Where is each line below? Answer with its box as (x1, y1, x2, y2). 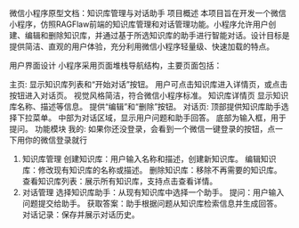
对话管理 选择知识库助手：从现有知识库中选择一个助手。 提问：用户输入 (21, 187, 285, 198)
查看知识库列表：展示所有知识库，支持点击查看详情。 (21, 176, 218, 186)
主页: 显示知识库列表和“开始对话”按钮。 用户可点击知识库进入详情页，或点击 (9, 79, 288, 89)
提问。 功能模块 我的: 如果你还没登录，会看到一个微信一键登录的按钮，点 (9, 124, 276, 134)
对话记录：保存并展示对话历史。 (21, 209, 140, 220)
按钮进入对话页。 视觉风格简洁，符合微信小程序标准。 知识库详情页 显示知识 (9, 90, 289, 101)
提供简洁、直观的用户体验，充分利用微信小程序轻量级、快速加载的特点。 (9, 41, 274, 52)
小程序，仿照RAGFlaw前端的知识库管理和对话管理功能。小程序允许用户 (9, 19, 269, 29)
